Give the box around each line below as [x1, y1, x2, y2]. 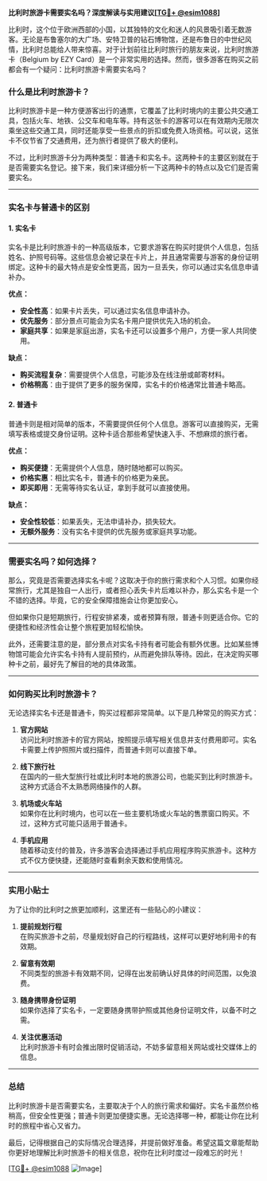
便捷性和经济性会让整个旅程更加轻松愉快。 [8, 622, 148, 632]
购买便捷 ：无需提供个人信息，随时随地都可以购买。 [19, 462, 188, 473]
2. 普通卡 [8, 400, 38, 410]
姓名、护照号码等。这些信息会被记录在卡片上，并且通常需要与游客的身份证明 [8, 253, 259, 262]
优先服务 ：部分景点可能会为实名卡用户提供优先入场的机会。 [19, 316, 215, 326]
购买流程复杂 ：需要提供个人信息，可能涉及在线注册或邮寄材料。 [19, 370, 229, 379]
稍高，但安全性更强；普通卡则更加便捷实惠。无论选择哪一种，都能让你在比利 [8, 1111, 259, 1120]
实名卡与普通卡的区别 [8, 202, 90, 214]
